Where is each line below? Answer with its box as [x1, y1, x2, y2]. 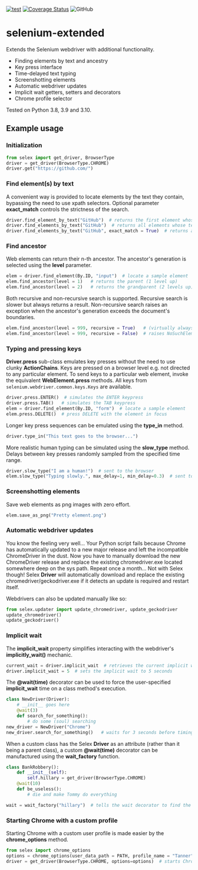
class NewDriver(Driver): [6, 696, 70, 703]
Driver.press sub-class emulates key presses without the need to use [6, 358, 176, 365]
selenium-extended [6, 27, 105, 40]
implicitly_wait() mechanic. [6, 651, 72, 658]
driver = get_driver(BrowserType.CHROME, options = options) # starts [6, 858, 181, 864]
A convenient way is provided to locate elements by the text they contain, [6, 193, 184, 200]
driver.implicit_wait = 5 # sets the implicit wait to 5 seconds [6, 668, 173, 674]
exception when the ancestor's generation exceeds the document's [6, 307, 170, 314]
